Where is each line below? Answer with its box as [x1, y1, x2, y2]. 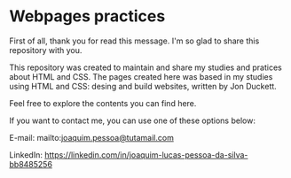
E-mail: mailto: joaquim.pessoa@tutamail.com [9, 132, 175, 143]
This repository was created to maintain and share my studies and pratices [9, 62, 282, 73]
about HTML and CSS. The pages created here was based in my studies [9, 71, 273, 81]
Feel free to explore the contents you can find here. [9, 97, 197, 108]
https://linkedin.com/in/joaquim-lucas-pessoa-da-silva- [43, 149, 248, 160]
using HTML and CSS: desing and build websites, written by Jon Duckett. [9, 81, 277, 91]
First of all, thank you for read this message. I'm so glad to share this [9, 35, 260, 46]
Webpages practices [9, 6, 166, 27]
